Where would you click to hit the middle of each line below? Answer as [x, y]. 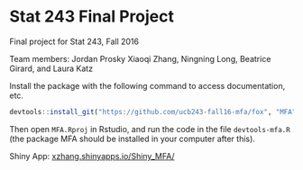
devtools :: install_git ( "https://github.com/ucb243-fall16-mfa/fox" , [141, 112]
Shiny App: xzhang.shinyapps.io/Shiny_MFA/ [92, 156]
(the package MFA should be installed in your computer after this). [132, 139]
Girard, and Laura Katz [51, 68]
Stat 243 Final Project [92, 17]
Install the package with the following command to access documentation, [147, 85]
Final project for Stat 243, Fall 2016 [74, 41]
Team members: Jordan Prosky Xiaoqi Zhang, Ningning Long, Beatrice [140, 58]
